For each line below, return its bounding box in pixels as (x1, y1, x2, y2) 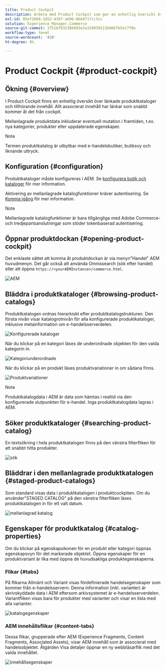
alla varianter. (5, 601, 33, 607)
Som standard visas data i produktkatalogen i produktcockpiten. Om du (5, 489, 150, 496)
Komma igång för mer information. (5, 195, 75, 201)
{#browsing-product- (90, 290, 159, 298)
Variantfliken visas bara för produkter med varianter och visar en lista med (5, 595, 156, 601)
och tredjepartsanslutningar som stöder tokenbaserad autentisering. (5, 220, 144, 226)
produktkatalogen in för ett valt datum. (5, 500, 83, 506)
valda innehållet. (5, 650, 39, 656)
